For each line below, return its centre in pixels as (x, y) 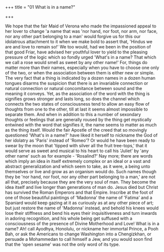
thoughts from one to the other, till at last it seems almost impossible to (77, 109)
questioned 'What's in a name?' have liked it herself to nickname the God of (81, 135)
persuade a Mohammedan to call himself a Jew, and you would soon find (79, 239)
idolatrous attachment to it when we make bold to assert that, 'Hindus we (79, 42)
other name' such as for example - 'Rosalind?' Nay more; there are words (79, 156)
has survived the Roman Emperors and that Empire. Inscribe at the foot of (79, 192)
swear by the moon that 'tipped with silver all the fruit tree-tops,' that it (76, 146)
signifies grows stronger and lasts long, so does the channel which (72, 99)
